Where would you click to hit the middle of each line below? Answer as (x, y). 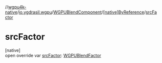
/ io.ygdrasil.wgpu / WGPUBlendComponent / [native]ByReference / (81, 12)
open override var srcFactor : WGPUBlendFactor (53, 55)
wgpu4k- (17, 7)
